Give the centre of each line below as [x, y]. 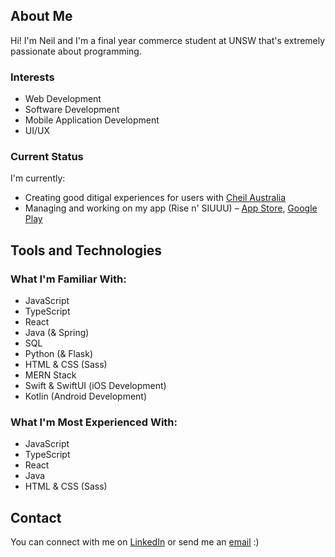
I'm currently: [38, 178]
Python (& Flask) [59, 354]
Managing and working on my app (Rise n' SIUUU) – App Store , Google [171, 208]
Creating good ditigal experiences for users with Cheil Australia [155, 198]
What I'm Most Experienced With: [94, 422]
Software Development [72, 110]
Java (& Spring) [57, 333]
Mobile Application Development [92, 120]
